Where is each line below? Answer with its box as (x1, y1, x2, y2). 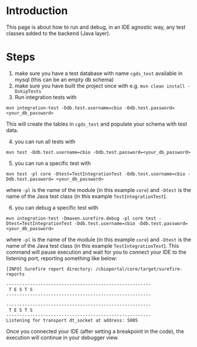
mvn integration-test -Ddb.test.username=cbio (6, 105, 122, 111)
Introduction (6, 4, 68, 18)
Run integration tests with (14, 93, 77, 100)
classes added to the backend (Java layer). (6, 29, 111, 36)
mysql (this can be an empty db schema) (14, 76, 114, 83)
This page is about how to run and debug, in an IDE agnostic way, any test (6, 23, 186, 31)
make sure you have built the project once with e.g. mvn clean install (14, 82, 185, 89)
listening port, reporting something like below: (6, 254, 118, 262)
